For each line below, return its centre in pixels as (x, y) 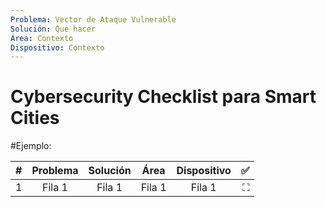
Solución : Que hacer (53, 29)
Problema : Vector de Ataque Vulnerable (93, 19)
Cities (35, 118)
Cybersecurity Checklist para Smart (163, 97)
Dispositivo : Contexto (57, 47)
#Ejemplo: (31, 146)
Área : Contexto (42, 38)
